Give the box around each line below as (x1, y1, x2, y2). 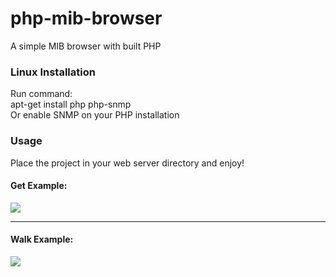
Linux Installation (10, 65, 96, 79)
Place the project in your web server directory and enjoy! (10, 157, 245, 169)
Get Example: (10, 180, 68, 192)
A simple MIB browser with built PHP (10, 40, 162, 52)
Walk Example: (10, 233, 74, 246)
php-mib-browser (10, 7, 163, 30)
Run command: (10, 88, 73, 100)
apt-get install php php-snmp (10, 98, 132, 111)
